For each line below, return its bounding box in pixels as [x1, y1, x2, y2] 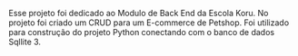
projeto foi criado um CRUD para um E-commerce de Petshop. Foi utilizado [8, 17, 290, 28]
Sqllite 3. [8, 36, 42, 47]
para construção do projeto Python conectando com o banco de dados [8, 27, 274, 37]
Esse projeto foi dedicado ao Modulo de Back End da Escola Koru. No [8, 8, 269, 18]
